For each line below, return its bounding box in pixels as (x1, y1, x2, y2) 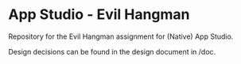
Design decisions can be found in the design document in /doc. (8, 47, 216, 56)
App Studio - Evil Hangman (8, 6, 190, 24)
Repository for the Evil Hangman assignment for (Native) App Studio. (8, 32, 234, 41)
